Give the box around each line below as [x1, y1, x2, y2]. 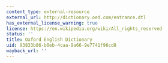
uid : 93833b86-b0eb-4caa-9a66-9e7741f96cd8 [6, 43, 117, 49]
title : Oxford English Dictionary [6, 37, 93, 43]
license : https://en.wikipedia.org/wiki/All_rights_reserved [6, 25, 163, 32]
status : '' [6, 31, 34, 37]
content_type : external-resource [6, 8, 90, 15]
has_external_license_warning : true [6, 20, 98, 26]
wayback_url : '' [6, 48, 47, 54]
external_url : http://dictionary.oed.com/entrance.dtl [6, 14, 146, 20]
